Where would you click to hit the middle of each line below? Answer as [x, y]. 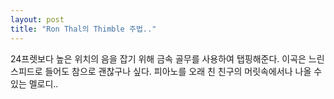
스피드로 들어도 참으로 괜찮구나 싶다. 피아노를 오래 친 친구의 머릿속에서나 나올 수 [166, 71]
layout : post [37, 19]
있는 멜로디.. [34, 83]
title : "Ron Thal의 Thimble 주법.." [83, 29]
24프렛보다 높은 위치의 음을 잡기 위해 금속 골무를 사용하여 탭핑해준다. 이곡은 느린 [167, 58]
